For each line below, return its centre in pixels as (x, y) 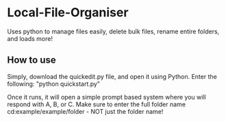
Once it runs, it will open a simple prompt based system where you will (107, 97)
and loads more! (30, 38)
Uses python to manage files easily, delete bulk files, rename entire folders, (113, 31)
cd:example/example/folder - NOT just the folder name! (85, 111)
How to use (32, 60)
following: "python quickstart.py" (54, 84)
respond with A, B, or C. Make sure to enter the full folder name (97, 104)
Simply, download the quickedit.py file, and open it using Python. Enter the (112, 76)
